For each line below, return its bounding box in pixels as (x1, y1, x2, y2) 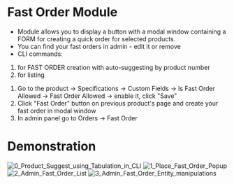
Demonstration (7, 139, 96, 155)
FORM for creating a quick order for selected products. (17, 34, 176, 43)
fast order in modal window (17, 106, 96, 115)
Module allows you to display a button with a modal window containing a (17, 27, 226, 36)
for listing (17, 71, 45, 79)
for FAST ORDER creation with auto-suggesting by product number (17, 63, 211, 71)
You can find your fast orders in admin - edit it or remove (17, 42, 182, 50)
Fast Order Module (7, 4, 118, 20)
